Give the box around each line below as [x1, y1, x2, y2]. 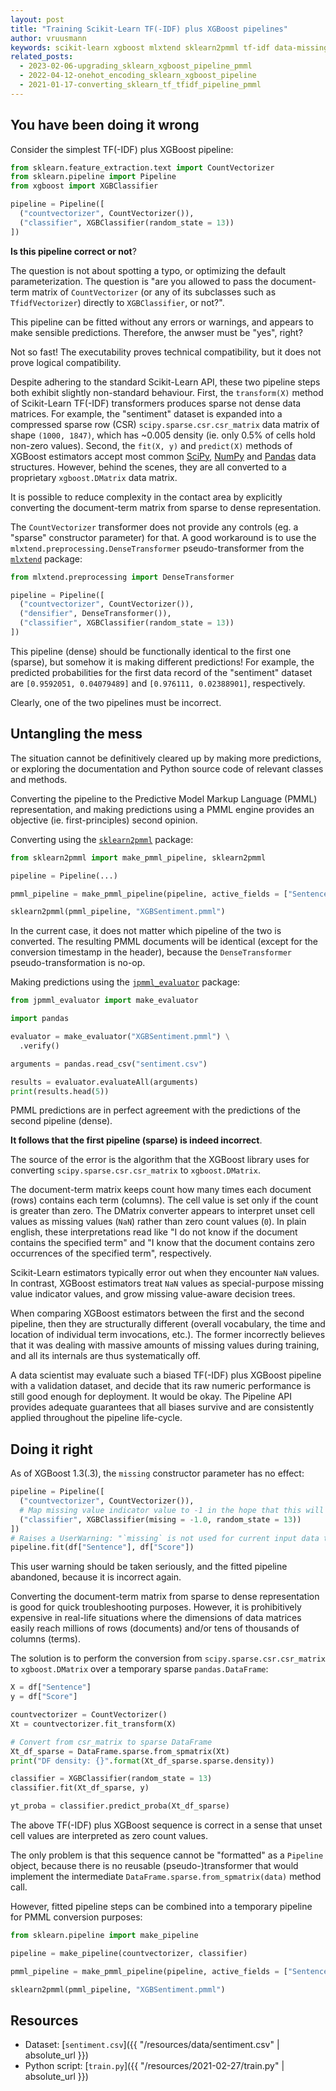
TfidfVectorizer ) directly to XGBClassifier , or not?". [10, 296, 225, 308]
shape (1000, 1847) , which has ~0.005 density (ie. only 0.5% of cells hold [10, 429, 316, 441]
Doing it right [10, 1441, 93, 1458]
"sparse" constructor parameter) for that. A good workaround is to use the [10, 531, 317, 543]
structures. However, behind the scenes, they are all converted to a [10, 461, 287, 473]
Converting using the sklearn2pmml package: [10, 833, 194, 845]
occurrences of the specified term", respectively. [10, 1247, 212, 1260]
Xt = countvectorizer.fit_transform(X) [10, 1719, 177, 1729]
